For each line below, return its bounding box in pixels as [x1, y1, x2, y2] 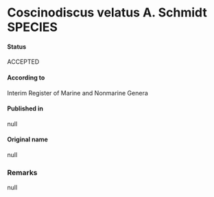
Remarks [7, 167, 38, 177]
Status [7, 43, 27, 51]
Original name [7, 135, 48, 143]
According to [7, 73, 45, 82]
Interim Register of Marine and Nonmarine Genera [7, 89, 149, 97]
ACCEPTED [7, 58, 40, 66]
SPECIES [7, 19, 58, 35]
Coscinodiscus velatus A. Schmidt [7, 5, 207, 21]
